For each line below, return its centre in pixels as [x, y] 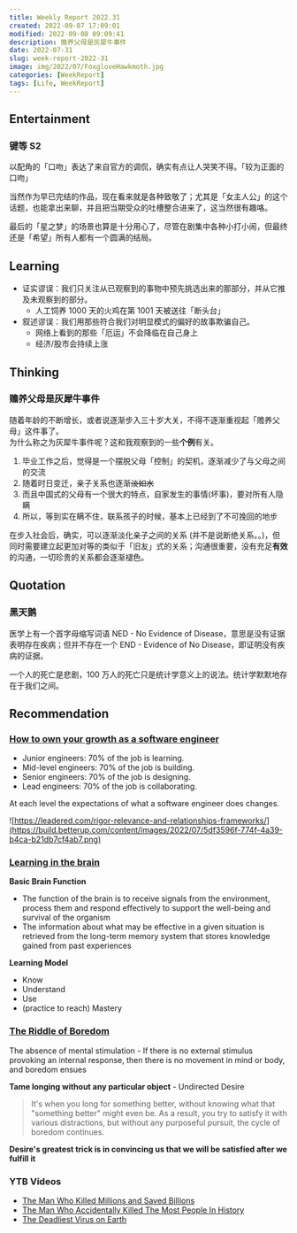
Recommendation [59, 713]
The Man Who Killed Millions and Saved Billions [108, 1201]
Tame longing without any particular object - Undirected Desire [127, 1086]
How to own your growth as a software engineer [114, 738]
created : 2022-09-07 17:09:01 [65, 26]
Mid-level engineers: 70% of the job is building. [108, 767]
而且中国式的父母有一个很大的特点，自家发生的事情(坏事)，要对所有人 [149, 494]
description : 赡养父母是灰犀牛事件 [68, 42]
